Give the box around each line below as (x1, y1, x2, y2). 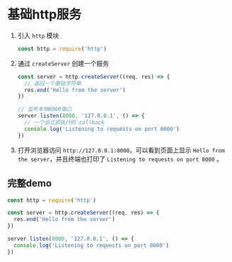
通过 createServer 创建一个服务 (17, 59, 110, 67)
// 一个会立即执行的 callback (24, 119, 105, 126)
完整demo (7, 178, 52, 190)
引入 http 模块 (17, 31, 59, 40)
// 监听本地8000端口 (17, 106, 72, 113)
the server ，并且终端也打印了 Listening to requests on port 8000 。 (17, 154, 223, 163)
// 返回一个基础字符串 (24, 79, 81, 87)
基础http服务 (7, 6, 82, 23)
